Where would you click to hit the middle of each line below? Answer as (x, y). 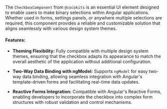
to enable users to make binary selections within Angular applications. (77, 12)
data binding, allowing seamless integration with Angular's (82, 76)
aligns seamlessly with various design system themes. (61, 28)
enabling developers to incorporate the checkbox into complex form (82, 97)
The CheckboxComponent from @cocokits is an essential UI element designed (82, 7)
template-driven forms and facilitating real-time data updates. (76, 82)
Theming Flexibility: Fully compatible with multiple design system (80, 51)
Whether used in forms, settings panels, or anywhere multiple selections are (84, 18)
